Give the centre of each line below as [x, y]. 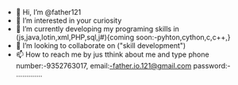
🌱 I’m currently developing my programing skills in [98, 29]
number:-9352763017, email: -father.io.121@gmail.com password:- [123, 66]
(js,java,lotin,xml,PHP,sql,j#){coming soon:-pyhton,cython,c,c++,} [123, 37]
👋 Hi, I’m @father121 [48, 12]
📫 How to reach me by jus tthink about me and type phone [112, 54]
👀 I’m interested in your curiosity [69, 20]
